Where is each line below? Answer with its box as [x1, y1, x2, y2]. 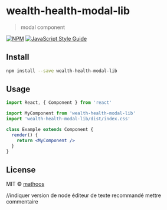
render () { [11, 132, 38, 138]
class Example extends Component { [6, 127, 94, 133]
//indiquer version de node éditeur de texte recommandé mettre [6, 192, 161, 199]
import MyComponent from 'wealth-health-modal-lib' [6, 110, 136, 116]
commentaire [6, 198, 38, 205]
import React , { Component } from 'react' [6, 100, 112, 106]
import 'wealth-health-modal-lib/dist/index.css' [6, 116, 131, 122]
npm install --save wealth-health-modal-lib [6, 68, 117, 74]
